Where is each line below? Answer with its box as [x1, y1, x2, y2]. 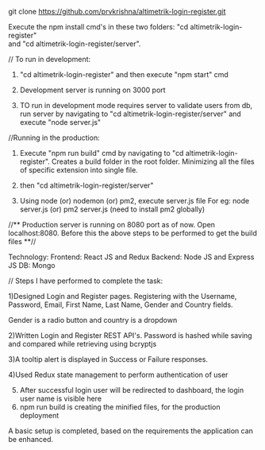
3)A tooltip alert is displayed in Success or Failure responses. [8, 355, 209, 364]
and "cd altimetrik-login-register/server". [8, 39, 141, 48]
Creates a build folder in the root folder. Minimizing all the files [51, 157, 255, 166]
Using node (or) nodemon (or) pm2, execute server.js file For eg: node [19, 196, 250, 205]
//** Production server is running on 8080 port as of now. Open [8, 220, 216, 229]
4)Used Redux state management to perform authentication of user [8, 370, 229, 379]
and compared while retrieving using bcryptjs [8, 339, 157, 348]
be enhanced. [8, 435, 54, 444]
